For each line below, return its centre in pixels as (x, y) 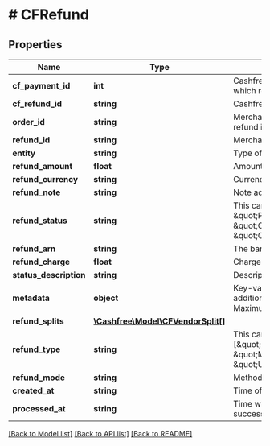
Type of (247, 153)
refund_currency (45, 179)
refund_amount (43, 166)
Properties (35, 45)
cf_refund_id (37, 104)
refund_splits (38, 321)
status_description (49, 275)
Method (247, 378)
